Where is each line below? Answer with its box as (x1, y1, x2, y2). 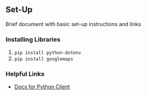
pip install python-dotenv (14, 50, 82, 56)
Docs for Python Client (14, 83, 70, 91)
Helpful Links (5, 70, 45, 78)
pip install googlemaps (14, 56, 74, 62)
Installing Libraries (5, 35, 61, 43)
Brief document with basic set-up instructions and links (5, 20, 141, 27)
